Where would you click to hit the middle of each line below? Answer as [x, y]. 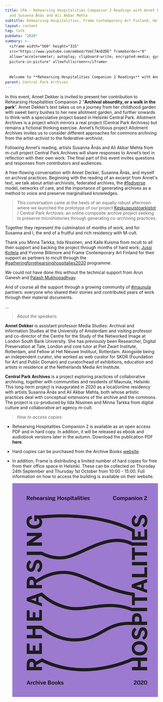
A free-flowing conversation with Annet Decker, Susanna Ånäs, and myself [80, 172]
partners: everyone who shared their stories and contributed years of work [80, 292]
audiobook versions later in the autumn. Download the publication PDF [82, 436]
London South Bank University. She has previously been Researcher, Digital [81, 341]
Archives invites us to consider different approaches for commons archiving [81, 133]
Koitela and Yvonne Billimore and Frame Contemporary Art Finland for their [80, 252]
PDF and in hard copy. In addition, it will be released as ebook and [78, 432]
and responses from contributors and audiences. [54, 163]
